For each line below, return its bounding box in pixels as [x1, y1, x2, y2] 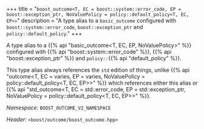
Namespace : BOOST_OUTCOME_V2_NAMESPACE [6, 104, 111, 111]
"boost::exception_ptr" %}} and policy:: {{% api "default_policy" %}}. [6, 55, 181, 61]
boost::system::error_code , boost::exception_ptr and [6, 24, 143, 30]
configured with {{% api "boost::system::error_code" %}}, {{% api [6, 48, 172, 55]
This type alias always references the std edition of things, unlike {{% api [6, 66, 190, 74]
